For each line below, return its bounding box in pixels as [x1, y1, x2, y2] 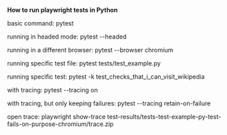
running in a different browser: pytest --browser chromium [7, 46, 174, 54]
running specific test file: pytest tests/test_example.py [7, 59, 161, 67]
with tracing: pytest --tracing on [7, 86, 98, 94]
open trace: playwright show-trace [7, 113, 106, 121]
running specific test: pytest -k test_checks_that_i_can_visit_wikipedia [7, 72, 205, 81]
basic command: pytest [7, 19, 74, 27]
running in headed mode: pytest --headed [7, 32, 127, 41]
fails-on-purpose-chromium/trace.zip [7, 120, 114, 128]
